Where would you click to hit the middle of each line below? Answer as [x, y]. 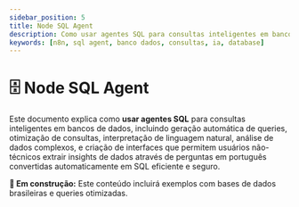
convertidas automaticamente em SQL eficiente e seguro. [115, 167]
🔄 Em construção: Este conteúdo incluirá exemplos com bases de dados [143, 184]
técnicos [25, 157]
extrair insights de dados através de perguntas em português [154, 157]
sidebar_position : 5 [48, 17]
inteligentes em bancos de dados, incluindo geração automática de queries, [148, 128]
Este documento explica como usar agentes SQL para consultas [128, 119]
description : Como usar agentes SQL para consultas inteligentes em [139, 34]
